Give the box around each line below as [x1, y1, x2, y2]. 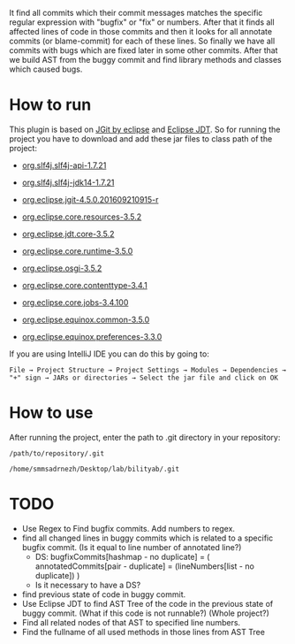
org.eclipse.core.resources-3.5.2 [21, 211, 142, 222]
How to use [9, 402, 94, 423]
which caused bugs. [9, 64, 83, 74]
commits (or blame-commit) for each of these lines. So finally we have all [9, 35, 276, 46]
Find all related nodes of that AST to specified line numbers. [21, 617, 241, 627]
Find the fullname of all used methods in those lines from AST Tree [21, 626, 265, 637]
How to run [9, 95, 92, 115]
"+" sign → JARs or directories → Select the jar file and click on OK [9, 373, 278, 382]
